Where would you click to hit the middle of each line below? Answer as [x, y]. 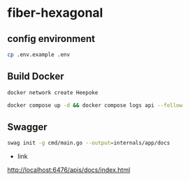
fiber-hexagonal [55, 13]
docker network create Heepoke [53, 92]
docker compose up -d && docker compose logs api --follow [95, 105]
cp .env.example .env [39, 55]
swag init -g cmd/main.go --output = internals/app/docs [89, 143]
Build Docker [36, 77]
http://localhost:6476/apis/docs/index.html [69, 170]
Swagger [27, 127]
